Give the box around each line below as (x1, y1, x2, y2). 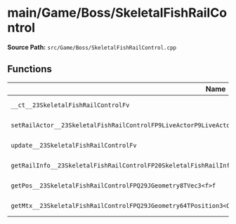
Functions (7, 63, 53, 75)
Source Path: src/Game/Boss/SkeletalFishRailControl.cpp (7, 43, 177, 51)
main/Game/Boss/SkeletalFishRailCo (7, 5, 227, 21)
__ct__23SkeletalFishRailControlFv (11, 101, 130, 109)
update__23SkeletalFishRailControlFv (11, 141, 137, 149)
